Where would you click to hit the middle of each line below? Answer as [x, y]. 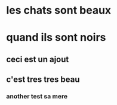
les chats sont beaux [59, 10]
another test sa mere [37, 97]
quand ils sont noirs [56, 38]
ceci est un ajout [38, 59]
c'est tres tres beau [43, 80]
